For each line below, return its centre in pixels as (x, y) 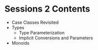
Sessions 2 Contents (48, 9)
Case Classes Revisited (35, 22)
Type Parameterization (42, 33)
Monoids (20, 43)
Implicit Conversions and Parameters (56, 38)
